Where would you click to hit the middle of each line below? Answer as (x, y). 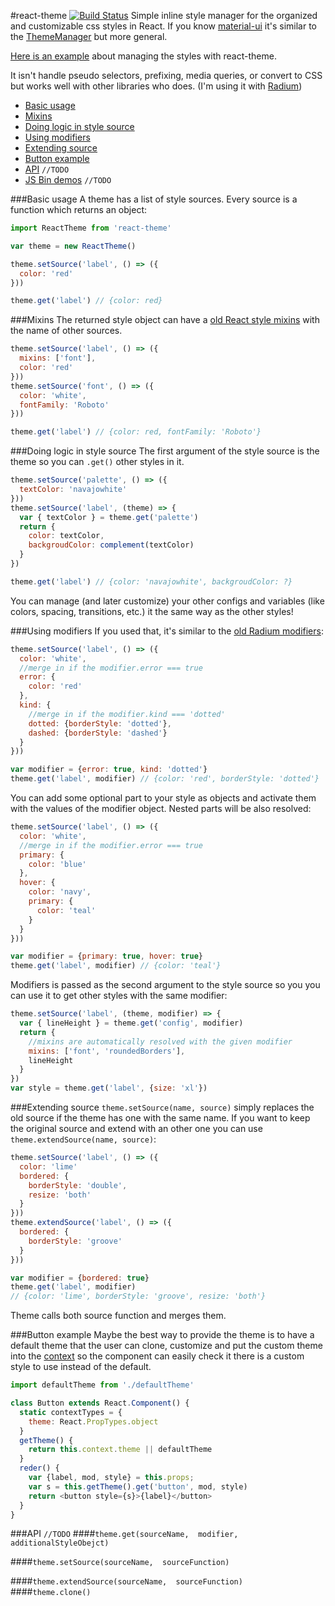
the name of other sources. (66, 331)
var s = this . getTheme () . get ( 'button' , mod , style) (138, 1486)
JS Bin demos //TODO (68, 179)
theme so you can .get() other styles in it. (97, 462)
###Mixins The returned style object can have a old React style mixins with (165, 320)
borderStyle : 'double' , (78, 1185)
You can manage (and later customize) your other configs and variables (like (167, 601)
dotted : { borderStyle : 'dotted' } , (100, 723)
